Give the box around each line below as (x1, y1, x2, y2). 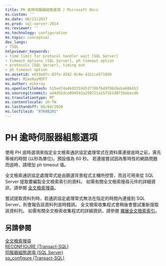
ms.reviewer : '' (5, 26, 39, 31)
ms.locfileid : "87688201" (5, 109, 58, 114)
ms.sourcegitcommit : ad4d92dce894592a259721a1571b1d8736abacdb (5, 90, 139, 95)
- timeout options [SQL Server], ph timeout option (5, 58, 114, 63)
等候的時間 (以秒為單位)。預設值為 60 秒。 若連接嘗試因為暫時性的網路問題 (5, 155, 158, 162)
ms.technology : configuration (5, 30, 68, 35)
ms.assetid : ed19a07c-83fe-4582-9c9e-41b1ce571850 (5, 72, 112, 77)
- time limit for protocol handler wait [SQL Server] (5, 53, 119, 59)
